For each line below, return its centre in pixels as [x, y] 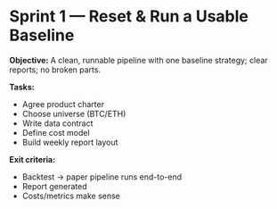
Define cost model [56, 132]
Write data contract [57, 123]
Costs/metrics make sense [71, 196]
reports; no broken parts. [55, 70]
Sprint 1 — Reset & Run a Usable [129, 17]
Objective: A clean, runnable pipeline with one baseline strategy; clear [139, 60]
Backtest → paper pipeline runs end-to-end [102, 177]
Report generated [54, 186]
